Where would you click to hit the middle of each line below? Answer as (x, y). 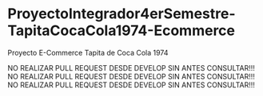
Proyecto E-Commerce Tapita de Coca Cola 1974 (88, 52)
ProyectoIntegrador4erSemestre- (122, 14)
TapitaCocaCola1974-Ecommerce (121, 31)
